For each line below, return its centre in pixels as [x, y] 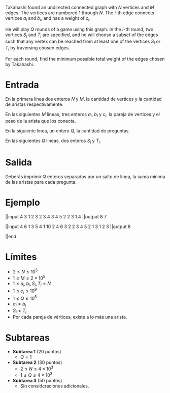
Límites [21, 257]
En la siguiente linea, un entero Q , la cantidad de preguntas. [68, 131]
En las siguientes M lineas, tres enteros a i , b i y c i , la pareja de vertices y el [83, 115]
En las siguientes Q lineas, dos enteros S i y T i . [53, 141]
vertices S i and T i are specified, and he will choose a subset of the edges [82, 35]
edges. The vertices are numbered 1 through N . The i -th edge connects [80, 13]
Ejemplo [23, 202]
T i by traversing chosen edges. [38, 49]
